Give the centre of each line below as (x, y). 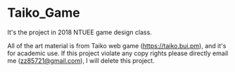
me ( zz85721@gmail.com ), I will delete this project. (81, 60)
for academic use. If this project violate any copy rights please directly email (118, 53)
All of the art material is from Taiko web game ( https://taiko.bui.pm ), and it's (117, 45)
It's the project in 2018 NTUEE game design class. (80, 32)
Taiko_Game (44, 13)
